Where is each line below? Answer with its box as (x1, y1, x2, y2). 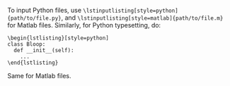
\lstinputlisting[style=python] (83, 7, 178, 14)
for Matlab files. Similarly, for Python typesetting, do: (7, 21, 161, 29)
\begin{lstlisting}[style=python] (7, 35, 110, 42)
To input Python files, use (7, 6, 82, 14)
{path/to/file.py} (7, 15, 62, 22)
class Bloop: (7, 41, 46, 48)
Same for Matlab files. (7, 72, 71, 80)
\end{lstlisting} (7, 59, 59, 66)
